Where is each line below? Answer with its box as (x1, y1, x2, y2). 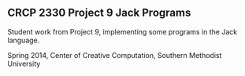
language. (7, 35, 40, 45)
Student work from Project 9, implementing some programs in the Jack (7, 27, 238, 36)
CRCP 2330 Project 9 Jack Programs (7, 6, 191, 20)
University (7, 59, 41, 68)
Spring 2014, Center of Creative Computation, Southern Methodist (7, 50, 222, 60)
